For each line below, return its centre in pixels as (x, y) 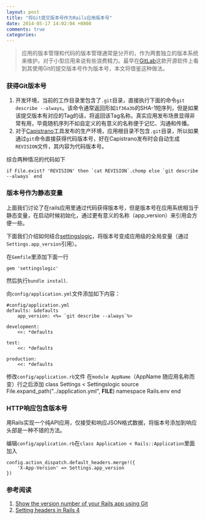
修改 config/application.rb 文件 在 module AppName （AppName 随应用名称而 (101, 376)
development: (23, 327)
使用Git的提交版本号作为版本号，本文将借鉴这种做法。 (100, 69)
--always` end (24, 177)
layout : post (23, 12)
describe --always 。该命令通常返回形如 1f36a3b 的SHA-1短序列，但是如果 (107, 108)
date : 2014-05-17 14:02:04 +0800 (49, 23)
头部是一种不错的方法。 (36, 430)
